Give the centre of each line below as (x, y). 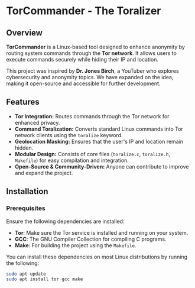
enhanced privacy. (37, 122)
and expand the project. (44, 173)
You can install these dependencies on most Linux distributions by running (97, 257)
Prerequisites (26, 208)
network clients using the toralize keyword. (69, 135)
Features (23, 102)
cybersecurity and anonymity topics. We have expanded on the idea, (90, 77)
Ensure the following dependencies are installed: (65, 221)
